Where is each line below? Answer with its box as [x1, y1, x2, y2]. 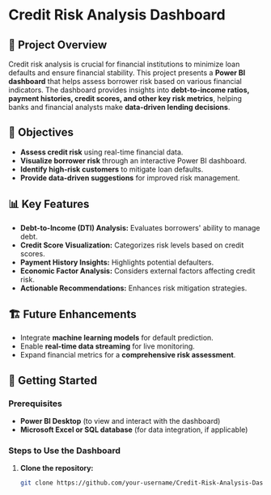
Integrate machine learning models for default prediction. [19, 333, 214, 343]
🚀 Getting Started [8, 374, 98, 387]
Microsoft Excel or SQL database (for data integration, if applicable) [19, 425, 248, 434]
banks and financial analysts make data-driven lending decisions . [8, 103, 231, 112]
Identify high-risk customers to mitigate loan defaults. [19, 164, 204, 174]
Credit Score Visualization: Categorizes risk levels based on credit [19, 240, 244, 250]
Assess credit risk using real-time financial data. [19, 147, 184, 157]
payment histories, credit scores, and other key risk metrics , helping [8, 94, 243, 103]
